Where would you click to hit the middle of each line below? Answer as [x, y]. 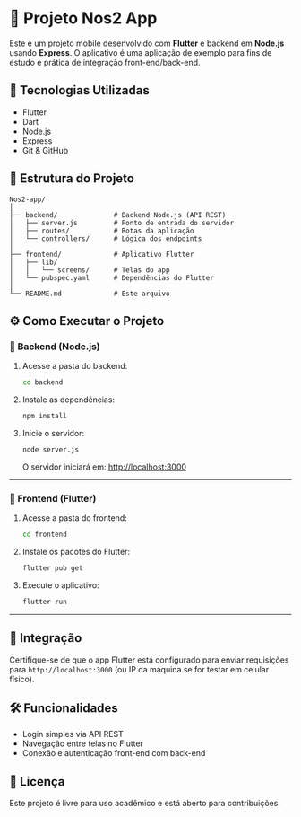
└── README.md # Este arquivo [90, 294]
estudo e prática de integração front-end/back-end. [105, 62]
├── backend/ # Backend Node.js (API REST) [118, 215]
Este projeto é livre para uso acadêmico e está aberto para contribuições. [145, 804]
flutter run [44, 602]
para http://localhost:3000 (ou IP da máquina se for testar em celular [139, 669]
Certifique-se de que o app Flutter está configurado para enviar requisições [149, 660]
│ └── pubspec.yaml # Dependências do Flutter [112, 277]
